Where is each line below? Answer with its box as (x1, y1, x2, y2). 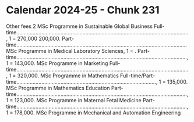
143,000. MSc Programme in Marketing (14, 59, 108, 67)
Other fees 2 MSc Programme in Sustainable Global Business (6, 23, 153, 30)
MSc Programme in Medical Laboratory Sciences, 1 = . (6, 47, 137, 54)
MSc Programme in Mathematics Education (6, 84, 110, 91)
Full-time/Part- (120, 72, 156, 79)
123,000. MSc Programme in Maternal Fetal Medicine (14, 96, 142, 103)
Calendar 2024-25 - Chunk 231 (6, 3, 160, 17)
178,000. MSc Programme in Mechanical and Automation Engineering (14, 109, 181, 116)
